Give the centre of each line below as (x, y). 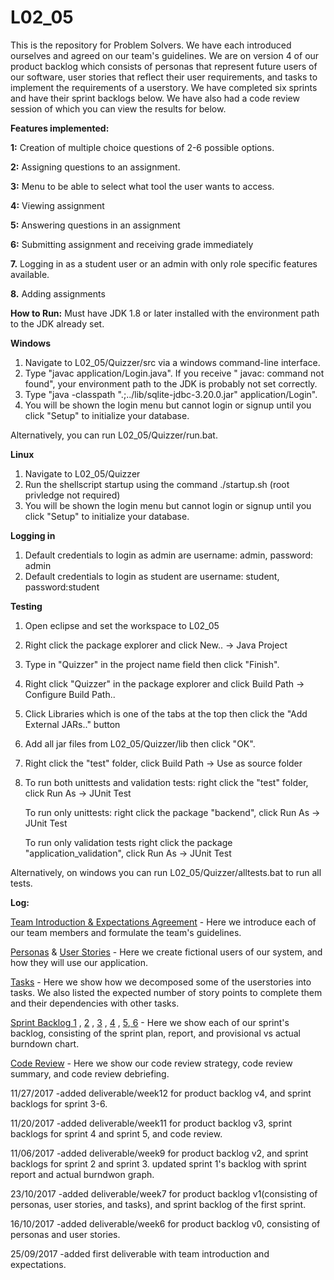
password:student (62, 587)
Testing (26, 606)
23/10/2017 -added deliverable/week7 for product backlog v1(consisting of (164, 1193)
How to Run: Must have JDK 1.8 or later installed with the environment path (165, 313)
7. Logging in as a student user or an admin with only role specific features (164, 263)
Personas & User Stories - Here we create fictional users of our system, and (166, 952)
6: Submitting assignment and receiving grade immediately (132, 244)
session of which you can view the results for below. (118, 108)
